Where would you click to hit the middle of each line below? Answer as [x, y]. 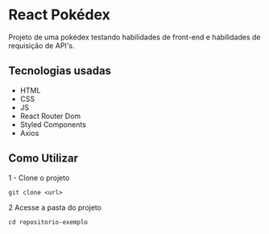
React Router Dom [50, 116]
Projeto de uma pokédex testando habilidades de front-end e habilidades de [134, 37]
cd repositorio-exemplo [48, 222]
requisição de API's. [41, 45]
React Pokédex [60, 15]
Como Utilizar [43, 158]
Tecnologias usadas [60, 71]
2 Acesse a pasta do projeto [55, 207]
